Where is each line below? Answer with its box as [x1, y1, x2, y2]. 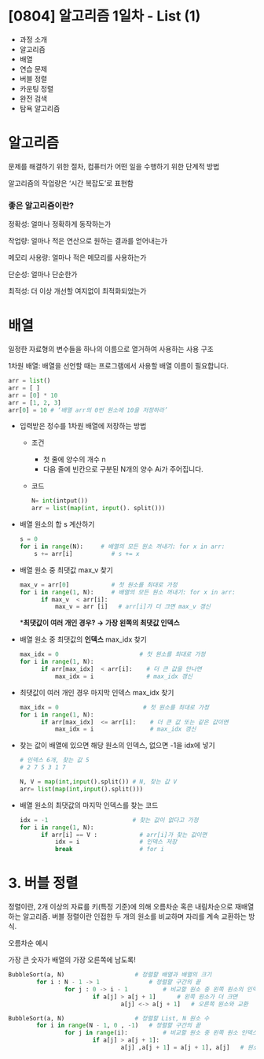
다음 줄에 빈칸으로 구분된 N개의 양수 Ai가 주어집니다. [42, 465, 204, 474]
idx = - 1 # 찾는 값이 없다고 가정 [19, 816, 199, 824]
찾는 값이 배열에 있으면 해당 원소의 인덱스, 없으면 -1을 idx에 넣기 [19, 741, 215, 750]
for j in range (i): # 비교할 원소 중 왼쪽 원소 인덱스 [64, 1029, 258, 1037]
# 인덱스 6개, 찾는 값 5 [19, 757, 90, 765]
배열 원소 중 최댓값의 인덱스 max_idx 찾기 [19, 635, 147, 644]
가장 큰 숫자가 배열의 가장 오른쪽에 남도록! [8, 955, 136, 965]
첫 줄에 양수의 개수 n [42, 454, 106, 465]
